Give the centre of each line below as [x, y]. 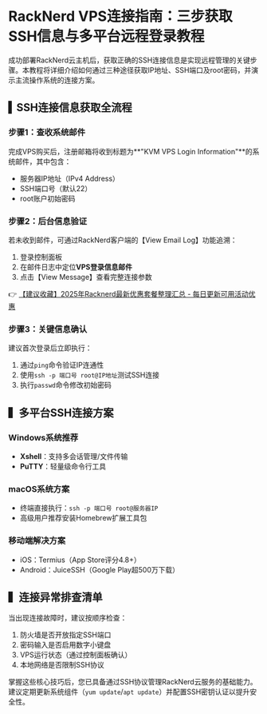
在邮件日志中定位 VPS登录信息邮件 [76, 267]
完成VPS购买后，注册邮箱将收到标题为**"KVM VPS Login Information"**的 [130, 151]
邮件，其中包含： [43, 162]
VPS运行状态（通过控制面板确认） [76, 655]
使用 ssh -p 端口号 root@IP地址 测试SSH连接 [90, 375]
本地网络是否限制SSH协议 [62, 665]
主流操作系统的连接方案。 [57, 80]
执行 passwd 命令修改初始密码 [65, 385]
